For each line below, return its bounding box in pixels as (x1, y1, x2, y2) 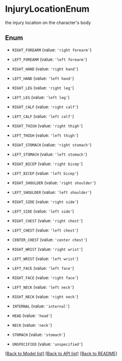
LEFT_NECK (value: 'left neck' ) (12, 284, 74, 290)
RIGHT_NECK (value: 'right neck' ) (12, 293, 78, 299)
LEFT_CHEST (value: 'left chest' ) (12, 227, 78, 233)
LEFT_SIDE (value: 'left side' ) (12, 208, 74, 214)
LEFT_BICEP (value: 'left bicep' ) (12, 170, 78, 176)
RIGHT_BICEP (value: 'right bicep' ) (12, 161, 83, 167)
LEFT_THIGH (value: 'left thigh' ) (12, 132, 78, 138)
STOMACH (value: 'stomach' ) (12, 332, 65, 337)
